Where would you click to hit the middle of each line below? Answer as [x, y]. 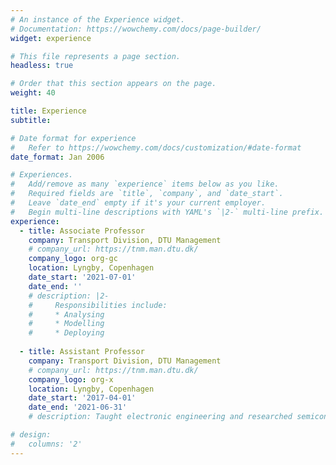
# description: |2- [69, 296]
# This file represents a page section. [96, 56]
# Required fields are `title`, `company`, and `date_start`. [147, 194]
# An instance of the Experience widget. [98, 19]
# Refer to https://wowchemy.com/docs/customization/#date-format [156, 147]
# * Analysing [66, 314]
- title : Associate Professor [82, 231]
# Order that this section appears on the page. [113, 84]
